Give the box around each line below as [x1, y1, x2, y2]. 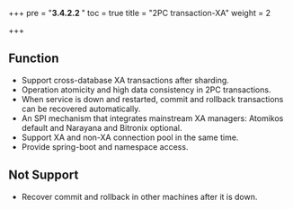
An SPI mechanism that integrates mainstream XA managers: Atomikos [21, 112, 284, 124]
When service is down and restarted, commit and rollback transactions [21, 93, 284, 104]
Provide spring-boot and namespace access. [21, 141, 189, 152]
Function [8, 51, 59, 66]
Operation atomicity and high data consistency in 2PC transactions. [21, 84, 271, 95]
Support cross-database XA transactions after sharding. [21, 74, 230, 85]
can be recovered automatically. [21, 103, 141, 114]
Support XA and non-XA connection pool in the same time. [21, 132, 239, 143]
